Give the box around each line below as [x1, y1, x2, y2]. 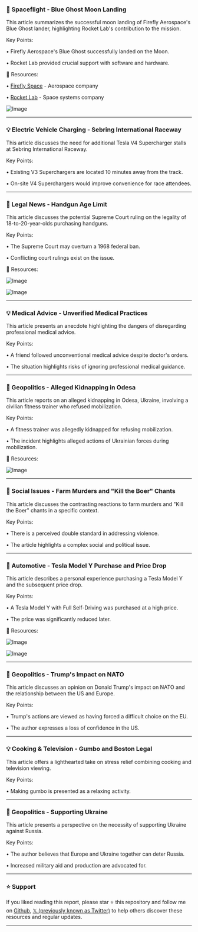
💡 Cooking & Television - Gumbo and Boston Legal [6, 745, 153, 753]
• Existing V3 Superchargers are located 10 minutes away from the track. [6, 168, 183, 175]
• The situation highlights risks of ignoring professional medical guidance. [6, 363, 186, 370]
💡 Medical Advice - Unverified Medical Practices [6, 309, 148, 317]
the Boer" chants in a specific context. [6, 507, 99, 514]
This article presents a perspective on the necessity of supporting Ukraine [6, 821, 187, 828]
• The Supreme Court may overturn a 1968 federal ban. [6, 243, 140, 250]
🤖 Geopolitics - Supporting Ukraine [6, 808, 108, 816]
